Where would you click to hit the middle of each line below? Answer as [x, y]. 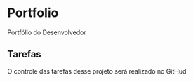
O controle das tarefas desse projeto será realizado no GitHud [97, 71]
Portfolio [33, 13]
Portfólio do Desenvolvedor [47, 32]
